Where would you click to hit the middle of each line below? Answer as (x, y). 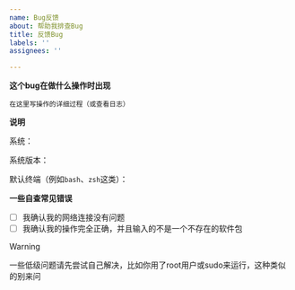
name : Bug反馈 (35, 18)
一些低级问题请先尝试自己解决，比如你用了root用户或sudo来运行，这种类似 (148, 265)
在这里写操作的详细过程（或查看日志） (69, 104)
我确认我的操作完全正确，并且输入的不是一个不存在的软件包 (132, 229)
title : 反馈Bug (36, 34)
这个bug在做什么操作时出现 (60, 85)
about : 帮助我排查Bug (46, 26)
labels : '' (30, 43)
